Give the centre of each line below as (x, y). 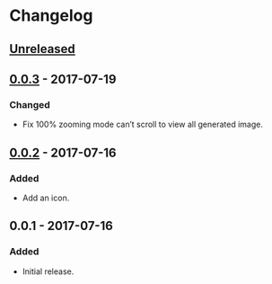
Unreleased (43, 49)
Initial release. (48, 271)
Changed (30, 104)
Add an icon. (46, 198)
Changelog (51, 16)
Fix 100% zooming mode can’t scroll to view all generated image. (142, 124)
